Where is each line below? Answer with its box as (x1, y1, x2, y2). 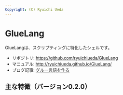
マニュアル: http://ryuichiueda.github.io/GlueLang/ (12, 61, 112, 67)
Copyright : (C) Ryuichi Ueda (5, 7, 64, 12)
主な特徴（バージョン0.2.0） (5, 82, 91, 91)
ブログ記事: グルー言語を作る (12, 67, 70, 73)
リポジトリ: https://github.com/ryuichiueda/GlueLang (12, 55, 118, 61)
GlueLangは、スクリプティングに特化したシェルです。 (5, 45, 112, 50)
